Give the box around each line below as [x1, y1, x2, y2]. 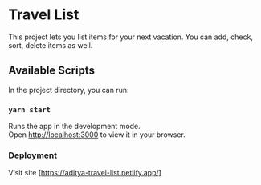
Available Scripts [8, 64, 95, 78]
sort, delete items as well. [8, 40, 93, 50]
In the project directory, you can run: [8, 85, 129, 95]
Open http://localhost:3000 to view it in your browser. [8, 130, 186, 139]
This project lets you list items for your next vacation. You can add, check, [8, 32, 253, 42]
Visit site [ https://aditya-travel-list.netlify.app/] [8, 168, 162, 178]
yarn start [8, 105, 51, 114]
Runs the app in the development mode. [8, 122, 141, 131]
